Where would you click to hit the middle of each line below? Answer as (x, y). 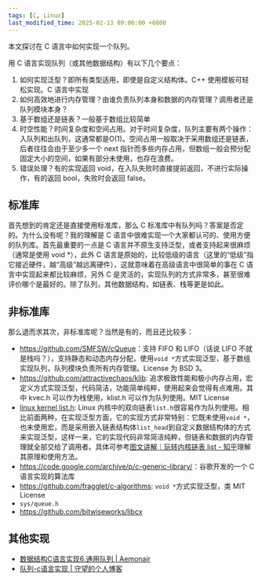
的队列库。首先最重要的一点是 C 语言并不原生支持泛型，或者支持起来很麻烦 (129, 245)
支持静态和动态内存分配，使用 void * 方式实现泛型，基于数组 (154, 359)
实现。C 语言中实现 (57, 89)
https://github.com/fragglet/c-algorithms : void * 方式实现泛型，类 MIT (132, 486)
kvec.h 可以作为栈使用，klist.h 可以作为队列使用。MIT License (129, 398)
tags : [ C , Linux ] (36, 15)
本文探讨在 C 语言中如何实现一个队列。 (71, 46)
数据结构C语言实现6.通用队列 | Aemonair (85, 558)
